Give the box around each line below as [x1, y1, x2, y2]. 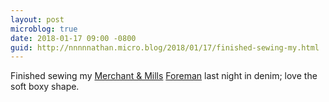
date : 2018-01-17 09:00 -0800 [10, 33, 137, 43]
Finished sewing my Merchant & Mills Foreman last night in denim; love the [10, 70, 318, 82]
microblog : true [10, 24, 78, 34]
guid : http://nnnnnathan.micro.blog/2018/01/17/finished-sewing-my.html [10, 42, 320, 53]
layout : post [10, 14, 65, 25]
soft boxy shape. [10, 81, 80, 93]
